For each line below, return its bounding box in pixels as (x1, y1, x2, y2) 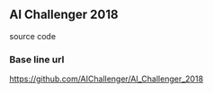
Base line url (9, 53, 65, 65)
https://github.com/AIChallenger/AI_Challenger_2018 (9, 73, 204, 84)
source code (9, 30, 57, 41)
